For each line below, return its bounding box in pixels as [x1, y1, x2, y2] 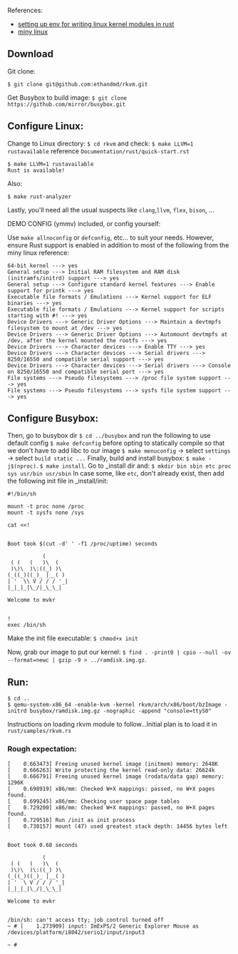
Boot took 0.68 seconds [7, 841, 78, 848]
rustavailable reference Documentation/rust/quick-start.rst [7, 146, 190, 155]
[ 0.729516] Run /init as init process [7, 816, 135, 824]
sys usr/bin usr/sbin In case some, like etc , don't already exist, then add [7, 469, 224, 478]
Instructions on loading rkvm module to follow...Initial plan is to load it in [7, 720, 217, 729]
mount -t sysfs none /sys [7, 509, 84, 516]
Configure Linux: [7, 120, 84, 133]
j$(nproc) [7, 463, 37, 470]
